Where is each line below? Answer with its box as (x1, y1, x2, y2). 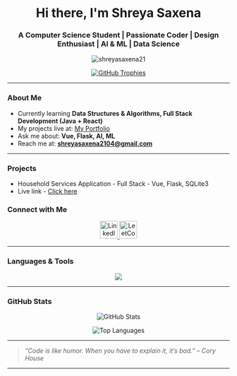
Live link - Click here (17, 187, 78, 196)
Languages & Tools (7, 257, 74, 266)
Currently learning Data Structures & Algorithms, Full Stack (17, 109, 193, 117)
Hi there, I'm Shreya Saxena (35, 5, 202, 21)
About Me (7, 93, 42, 103)
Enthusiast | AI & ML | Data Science (57, 39, 180, 49)
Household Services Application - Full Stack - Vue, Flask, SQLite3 (17, 180, 209, 188)
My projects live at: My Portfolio (17, 124, 111, 132)
